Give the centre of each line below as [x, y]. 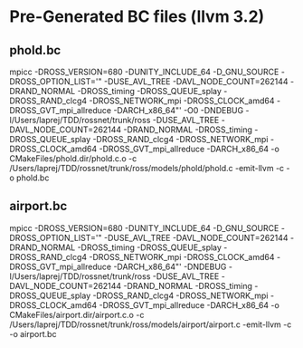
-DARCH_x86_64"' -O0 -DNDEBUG [178, 110]
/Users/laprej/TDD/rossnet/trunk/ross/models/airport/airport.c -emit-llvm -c [151, 324]
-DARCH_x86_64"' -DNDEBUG [170, 266]
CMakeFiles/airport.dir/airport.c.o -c [77, 314]
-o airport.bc [33, 333]
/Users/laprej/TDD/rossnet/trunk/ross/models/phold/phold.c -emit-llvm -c [147, 168]
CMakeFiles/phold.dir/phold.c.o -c [73, 159]
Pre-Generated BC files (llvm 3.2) [137, 17]
